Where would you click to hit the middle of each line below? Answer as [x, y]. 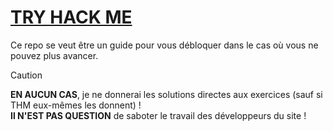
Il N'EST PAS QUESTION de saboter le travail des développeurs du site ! [158, 115]
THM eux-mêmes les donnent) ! [76, 105]
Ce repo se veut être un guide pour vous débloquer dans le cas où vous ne [164, 45]
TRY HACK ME [71, 17]
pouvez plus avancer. [54, 55]
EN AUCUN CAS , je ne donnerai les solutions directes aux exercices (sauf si [166, 94]
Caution [26, 75]
